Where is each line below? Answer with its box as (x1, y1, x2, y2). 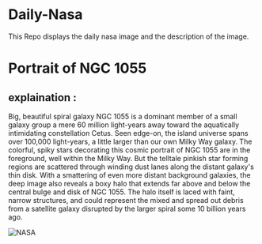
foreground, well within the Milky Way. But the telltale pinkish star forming (8, 153, 249, 163)
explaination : (8, 91, 77, 104)
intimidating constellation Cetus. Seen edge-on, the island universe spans (8, 128, 249, 137)
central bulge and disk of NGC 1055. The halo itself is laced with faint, (8, 187, 235, 197)
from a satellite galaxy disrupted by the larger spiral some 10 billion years (8, 204, 246, 213)
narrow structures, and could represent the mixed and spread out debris (8, 195, 244, 205)
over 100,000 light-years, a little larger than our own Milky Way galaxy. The (8, 137, 253, 146)
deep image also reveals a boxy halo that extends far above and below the (8, 178, 251, 188)
